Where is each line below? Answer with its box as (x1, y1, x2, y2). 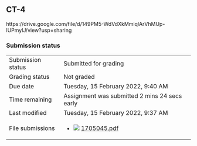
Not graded (63, 73, 95, 81)
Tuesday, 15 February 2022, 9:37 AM (63, 109, 168, 117)
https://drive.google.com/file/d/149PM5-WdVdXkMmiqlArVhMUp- (6, 20, 165, 27)
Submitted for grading (63, 59, 124, 68)
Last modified (9, 109, 47, 117)
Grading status (9, 73, 50, 81)
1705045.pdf (81, 124, 119, 132)
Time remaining (9, 95, 52, 104)
